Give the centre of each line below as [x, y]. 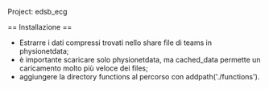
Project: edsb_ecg [37, 12]
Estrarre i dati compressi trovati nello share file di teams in [116, 42]
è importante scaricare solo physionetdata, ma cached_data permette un [140, 60]
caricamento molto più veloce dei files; [83, 68]
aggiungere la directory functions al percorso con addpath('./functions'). [139, 77]
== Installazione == [40, 27]
